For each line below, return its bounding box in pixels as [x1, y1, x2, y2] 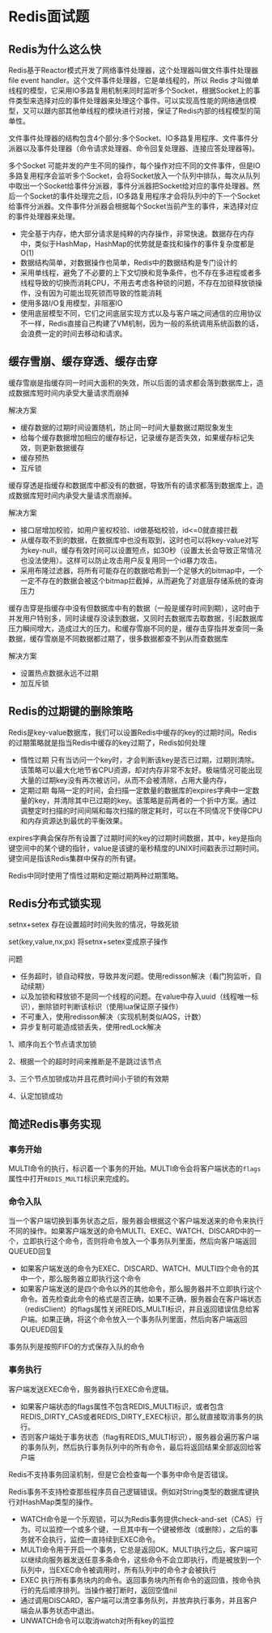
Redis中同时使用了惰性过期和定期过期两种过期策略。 [8, 871, 184, 880]
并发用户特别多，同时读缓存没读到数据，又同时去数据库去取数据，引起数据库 [8, 613, 264, 623]
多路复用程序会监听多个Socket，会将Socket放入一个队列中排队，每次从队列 [8, 171, 261, 180]
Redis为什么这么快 [8, 42, 101, 56]
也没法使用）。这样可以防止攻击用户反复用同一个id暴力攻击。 [19, 555, 222, 565]
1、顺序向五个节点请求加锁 [8, 1039, 97, 1049]
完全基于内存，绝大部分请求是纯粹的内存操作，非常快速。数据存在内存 [19, 229, 255, 238]
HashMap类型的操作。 [22, 1497, 98, 1506]
